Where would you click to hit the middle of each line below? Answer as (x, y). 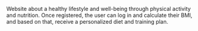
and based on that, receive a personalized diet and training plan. (87, 22)
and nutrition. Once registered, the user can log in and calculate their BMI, (99, 15)
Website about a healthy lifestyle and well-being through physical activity (99, 9)
